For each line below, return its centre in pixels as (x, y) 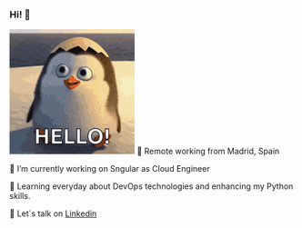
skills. (20, 196)
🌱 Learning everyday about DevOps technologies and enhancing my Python (151, 186)
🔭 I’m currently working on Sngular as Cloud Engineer (110, 169)
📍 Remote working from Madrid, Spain (208, 151)
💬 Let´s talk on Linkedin (53, 213)
